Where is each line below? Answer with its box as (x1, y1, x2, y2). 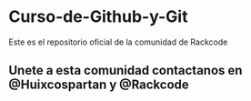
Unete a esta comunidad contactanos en (8, 63, 243, 78)
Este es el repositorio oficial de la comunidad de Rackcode (8, 36, 228, 47)
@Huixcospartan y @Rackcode (8, 77, 190, 93)
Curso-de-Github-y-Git (8, 6, 188, 27)
